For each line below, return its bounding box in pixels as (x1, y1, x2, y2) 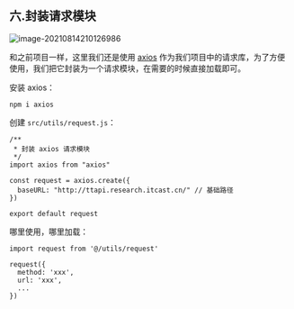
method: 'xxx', (17, 268, 75, 277)
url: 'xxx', (17, 276, 63, 285)
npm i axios (9, 100, 54, 109)
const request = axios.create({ (9, 176, 130, 185)
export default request (9, 209, 99, 218)
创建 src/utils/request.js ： (9, 116, 117, 128)
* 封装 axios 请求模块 (13, 144, 90, 153)
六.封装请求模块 (9, 8, 97, 24)
